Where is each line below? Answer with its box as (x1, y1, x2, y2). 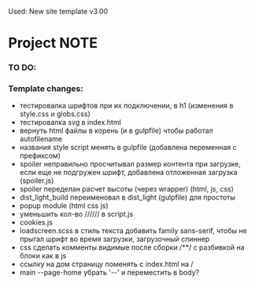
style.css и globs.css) (19, 109, 91, 119)
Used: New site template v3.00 (8, 7, 109, 16)
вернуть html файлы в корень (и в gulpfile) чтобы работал (19, 126, 214, 136)
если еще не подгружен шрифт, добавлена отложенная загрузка (19, 168, 238, 177)
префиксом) (19, 151, 61, 160)
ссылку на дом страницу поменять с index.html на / (19, 259, 194, 269)
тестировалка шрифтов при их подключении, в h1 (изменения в (19, 101, 234, 111)
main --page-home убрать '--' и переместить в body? (19, 268, 199, 277)
